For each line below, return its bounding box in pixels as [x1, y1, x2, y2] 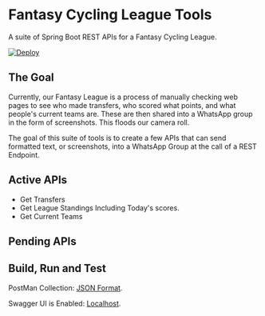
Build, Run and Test [8, 262, 106, 275]
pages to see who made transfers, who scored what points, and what [8, 100, 236, 110]
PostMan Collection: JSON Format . [8, 282, 123, 293]
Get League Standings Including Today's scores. [19, 202, 180, 213]
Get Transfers [19, 194, 65, 204]
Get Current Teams [19, 211, 83, 221]
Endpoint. [8, 150, 40, 159]
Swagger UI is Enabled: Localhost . [8, 298, 121, 308]
